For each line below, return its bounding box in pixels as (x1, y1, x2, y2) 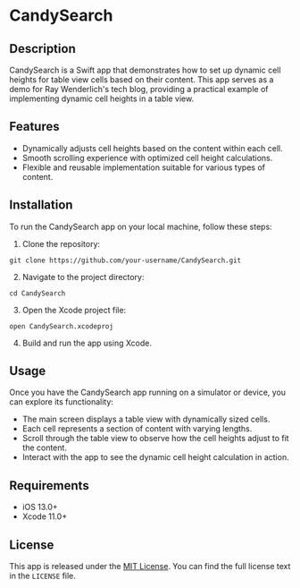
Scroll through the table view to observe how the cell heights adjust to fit (21, 433, 289, 444)
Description (9, 41, 76, 56)
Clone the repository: (21, 238, 101, 249)
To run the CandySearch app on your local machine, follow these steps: (9, 221, 272, 232)
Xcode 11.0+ (21, 511, 68, 522)
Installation (9, 198, 73, 213)
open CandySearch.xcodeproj (9, 321, 114, 331)
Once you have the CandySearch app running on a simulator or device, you (9, 387, 287, 398)
